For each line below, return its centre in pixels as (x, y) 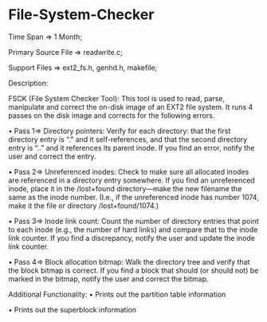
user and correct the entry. (53, 156)
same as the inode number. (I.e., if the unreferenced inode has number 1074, (133, 197)
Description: (28, 83)
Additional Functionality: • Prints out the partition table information (117, 294)
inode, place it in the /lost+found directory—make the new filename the (125, 188)
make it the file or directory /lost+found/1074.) (84, 206)
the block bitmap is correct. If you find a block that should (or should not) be (133, 270)
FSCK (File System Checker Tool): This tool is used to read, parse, (117, 98)
